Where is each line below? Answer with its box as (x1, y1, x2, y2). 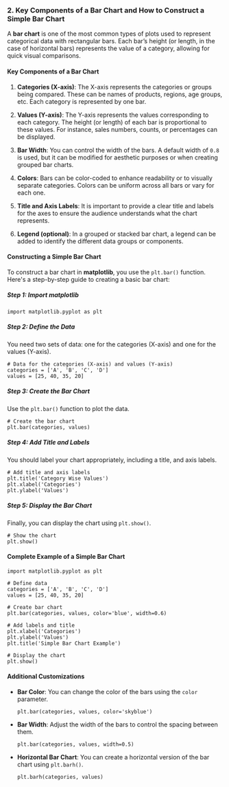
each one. (16, 188, 46, 197)
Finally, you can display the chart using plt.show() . (7, 518, 152, 527)
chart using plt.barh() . (16, 760, 84, 768)
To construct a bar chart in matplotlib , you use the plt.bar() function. (7, 267, 206, 276)
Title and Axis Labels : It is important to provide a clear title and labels (16, 201, 214, 210)
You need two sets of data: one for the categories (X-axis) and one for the (7, 340, 216, 348)
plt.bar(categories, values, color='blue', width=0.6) (7, 610, 167, 617)
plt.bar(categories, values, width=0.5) (16, 741, 134, 748)
